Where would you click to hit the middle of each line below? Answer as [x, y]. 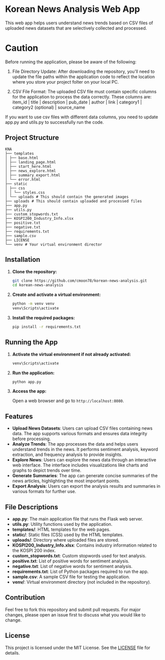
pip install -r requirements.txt [47, 327]
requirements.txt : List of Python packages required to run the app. [80, 572]
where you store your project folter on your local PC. [66, 82]
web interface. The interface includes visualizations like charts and [80, 465]
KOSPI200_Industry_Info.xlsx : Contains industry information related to [84, 545]
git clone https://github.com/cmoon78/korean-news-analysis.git [80, 281]
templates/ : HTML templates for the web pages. [61, 530]
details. [13, 653]
